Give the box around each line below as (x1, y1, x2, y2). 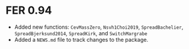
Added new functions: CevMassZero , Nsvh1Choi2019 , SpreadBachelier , (14, 23, 184, 30)
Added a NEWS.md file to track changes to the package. (14, 36, 149, 43)
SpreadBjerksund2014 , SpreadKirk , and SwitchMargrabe (14, 29, 148, 36)
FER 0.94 (5, 4, 52, 17)
